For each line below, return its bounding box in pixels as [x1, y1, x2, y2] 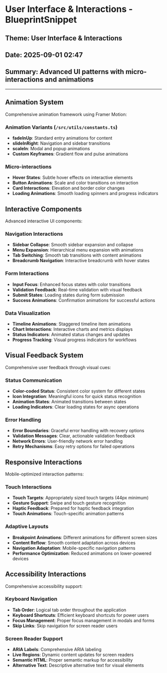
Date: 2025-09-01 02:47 [5, 51, 83, 59]
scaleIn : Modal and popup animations [12, 145, 90, 151]
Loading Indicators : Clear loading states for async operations [12, 404, 139, 410]
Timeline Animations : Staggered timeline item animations [12, 321, 131, 327]
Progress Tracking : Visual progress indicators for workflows [12, 337, 137, 343]
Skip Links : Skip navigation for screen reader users [12, 623, 118, 629]
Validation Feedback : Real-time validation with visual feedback [12, 287, 143, 292]
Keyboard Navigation [5, 595, 58, 602]
